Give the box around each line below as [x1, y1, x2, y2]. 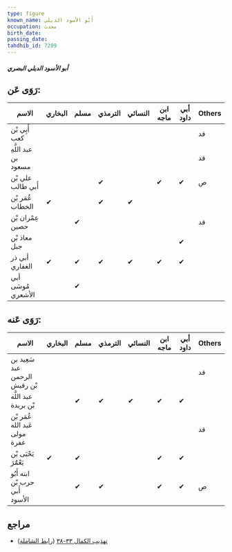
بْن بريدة [10, 400, 35, 410]
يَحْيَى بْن [10, 449, 35, 458]
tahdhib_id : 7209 [7, 42, 57, 49]
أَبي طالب [10, 181, 39, 191]
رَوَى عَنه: [7, 313, 41, 326]
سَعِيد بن [10, 355, 35, 364]
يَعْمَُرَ [10, 458, 24, 468]
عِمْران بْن [10, 213, 39, 222]
